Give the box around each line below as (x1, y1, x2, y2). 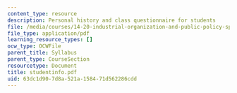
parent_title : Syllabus (7, 50, 78, 57)
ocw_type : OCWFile (7, 43, 61, 50)
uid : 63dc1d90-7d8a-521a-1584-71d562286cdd (7, 75, 138, 83)
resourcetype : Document (7, 62, 78, 69)
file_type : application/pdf (7, 29, 90, 37)
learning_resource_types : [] (7, 36, 93, 43)
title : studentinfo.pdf (7, 69, 78, 76)
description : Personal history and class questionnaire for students (7, 17, 217, 24)
